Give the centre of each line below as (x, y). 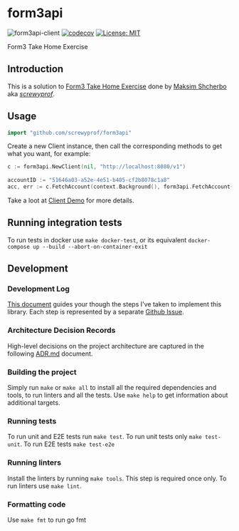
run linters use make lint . (44, 485)
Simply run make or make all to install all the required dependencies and (112, 388)
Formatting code (37, 504)
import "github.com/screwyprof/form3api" (70, 133)
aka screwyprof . (31, 93)
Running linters (34, 463)
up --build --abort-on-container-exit (90, 247)
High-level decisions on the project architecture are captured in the (106, 346)
